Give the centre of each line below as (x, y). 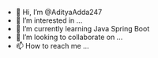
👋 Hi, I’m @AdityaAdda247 (59, 12)
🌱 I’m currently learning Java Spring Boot (83, 29)
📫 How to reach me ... (52, 46)
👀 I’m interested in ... (49, 20)
